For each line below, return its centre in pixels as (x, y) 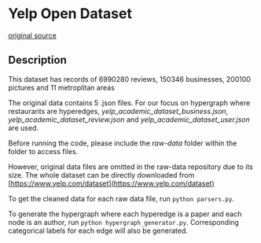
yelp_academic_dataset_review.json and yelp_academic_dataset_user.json (129, 120)
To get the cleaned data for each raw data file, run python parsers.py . (121, 198)
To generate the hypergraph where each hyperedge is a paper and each (125, 214)
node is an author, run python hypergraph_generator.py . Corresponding (124, 222)
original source (32, 35)
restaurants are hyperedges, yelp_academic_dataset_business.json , (118, 111)
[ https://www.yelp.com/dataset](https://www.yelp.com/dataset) (111, 183)
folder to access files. (43, 151)
